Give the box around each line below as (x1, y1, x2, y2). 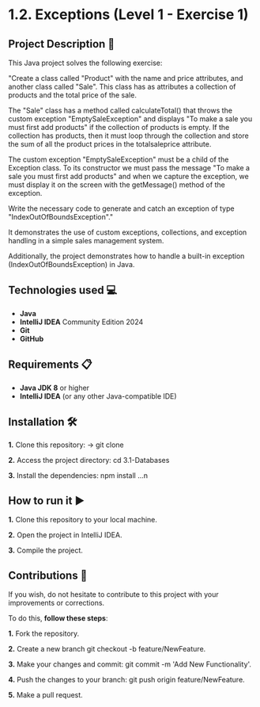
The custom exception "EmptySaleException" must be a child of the (8, 155, 229, 164)
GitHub (19, 334, 44, 343)
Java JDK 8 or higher (19, 383, 89, 392)
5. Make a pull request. (8, 690, 83, 700)
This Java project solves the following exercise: (8, 58, 163, 67)
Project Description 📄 (8, 37, 115, 51)
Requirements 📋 (8, 358, 92, 372)
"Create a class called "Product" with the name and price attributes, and (8, 74, 243, 82)
